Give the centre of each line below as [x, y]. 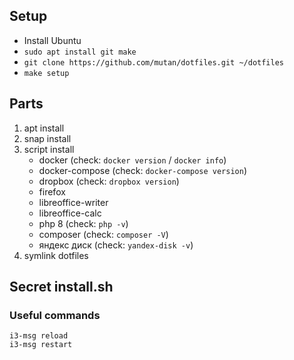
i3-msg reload [39, 336]
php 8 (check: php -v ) [83, 223]
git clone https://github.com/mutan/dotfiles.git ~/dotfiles [154, 62]
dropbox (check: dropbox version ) [109, 181]
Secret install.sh [61, 287]
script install [49, 149]
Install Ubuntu [52, 40]
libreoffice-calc [70, 213]
